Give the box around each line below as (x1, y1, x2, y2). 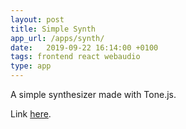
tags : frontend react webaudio (10, 52, 141, 62)
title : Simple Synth (10, 24, 97, 34)
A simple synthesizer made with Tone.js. (10, 89, 177, 100)
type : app (10, 61, 52, 71)
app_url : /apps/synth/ (10, 33, 105, 43)
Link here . (10, 108, 52, 120)
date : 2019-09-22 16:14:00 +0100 (10, 42, 159, 53)
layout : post (10, 14, 65, 25)
